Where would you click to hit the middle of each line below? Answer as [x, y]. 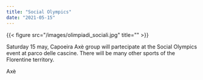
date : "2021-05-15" [31, 18]
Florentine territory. [30, 59]
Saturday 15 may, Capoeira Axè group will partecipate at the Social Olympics [102, 47]
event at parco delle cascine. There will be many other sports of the [91, 53]
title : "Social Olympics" [39, 12]
